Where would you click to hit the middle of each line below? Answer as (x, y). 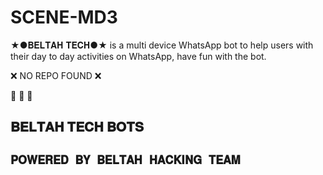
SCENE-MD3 (64, 17)
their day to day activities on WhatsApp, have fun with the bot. (138, 56)
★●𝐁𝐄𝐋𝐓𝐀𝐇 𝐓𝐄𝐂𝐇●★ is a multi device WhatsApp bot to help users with (162, 45)
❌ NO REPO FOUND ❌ (56, 75)
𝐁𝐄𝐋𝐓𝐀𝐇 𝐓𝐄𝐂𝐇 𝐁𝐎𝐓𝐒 (77, 127)
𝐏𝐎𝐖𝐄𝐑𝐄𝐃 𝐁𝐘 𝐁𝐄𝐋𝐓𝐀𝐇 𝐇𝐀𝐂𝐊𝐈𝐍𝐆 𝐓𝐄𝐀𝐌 (126, 159)
